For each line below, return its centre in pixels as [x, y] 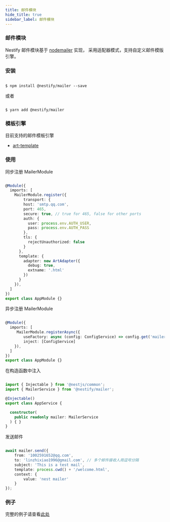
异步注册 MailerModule [29, 309]
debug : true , [41, 266]
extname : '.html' [46, 270]
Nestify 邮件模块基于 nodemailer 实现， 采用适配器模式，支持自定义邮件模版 [84, 50]
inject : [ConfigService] [50, 341]
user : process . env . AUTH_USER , [60, 223]
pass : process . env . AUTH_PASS [58, 228]
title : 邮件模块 [21, 10]
